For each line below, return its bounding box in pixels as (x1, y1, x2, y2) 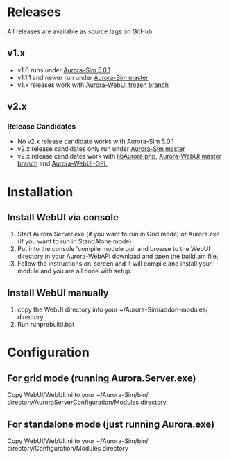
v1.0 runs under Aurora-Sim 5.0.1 (17, 65, 111, 74)
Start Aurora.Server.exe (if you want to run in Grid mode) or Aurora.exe (17, 230, 220, 239)
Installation (7, 184, 74, 200)
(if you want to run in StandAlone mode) (17, 237, 132, 245)
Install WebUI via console (7, 211, 119, 223)
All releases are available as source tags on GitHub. (7, 27, 155, 35)
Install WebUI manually (7, 287, 109, 299)
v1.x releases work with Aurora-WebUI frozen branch (17, 81, 169, 89)
